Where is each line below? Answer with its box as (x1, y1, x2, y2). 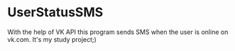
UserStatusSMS (7, 4, 104, 21)
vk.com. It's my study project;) (7, 35, 97, 43)
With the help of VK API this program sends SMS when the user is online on (7, 28, 229, 36)
